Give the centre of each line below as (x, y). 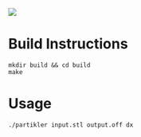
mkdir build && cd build (49, 65)
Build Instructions (69, 44)
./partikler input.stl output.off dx (71, 125)
